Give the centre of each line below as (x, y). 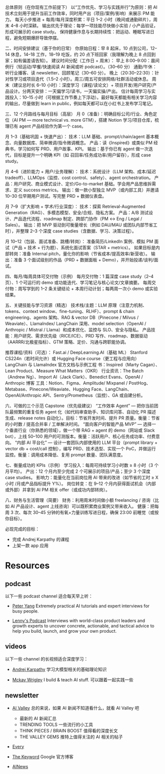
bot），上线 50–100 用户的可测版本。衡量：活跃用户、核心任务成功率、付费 (80, 436)
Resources (27, 566)
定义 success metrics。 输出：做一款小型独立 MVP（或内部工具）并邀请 (86, 190)
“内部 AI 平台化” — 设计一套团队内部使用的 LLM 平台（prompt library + (86, 442)
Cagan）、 (150, 365)
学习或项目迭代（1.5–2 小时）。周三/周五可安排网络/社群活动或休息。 (82, 79)
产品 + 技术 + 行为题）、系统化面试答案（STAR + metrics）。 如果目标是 (84, 247)
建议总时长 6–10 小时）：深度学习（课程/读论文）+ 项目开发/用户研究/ (83, 85)
